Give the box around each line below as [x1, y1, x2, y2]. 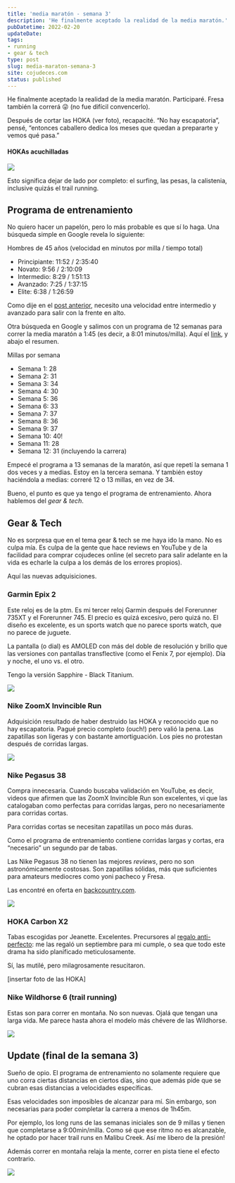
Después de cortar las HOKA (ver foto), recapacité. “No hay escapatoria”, [7, 116, 220, 125]
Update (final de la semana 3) [7, 1050, 139, 1062]
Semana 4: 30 [17, 387, 58, 395]
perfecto [7, 940, 32, 948]
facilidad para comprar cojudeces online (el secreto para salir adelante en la [7, 551, 228, 559]
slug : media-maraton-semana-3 [7, 63, 96, 70]
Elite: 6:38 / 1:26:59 [17, 287, 74, 296]
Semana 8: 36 [17, 417, 58, 426]
